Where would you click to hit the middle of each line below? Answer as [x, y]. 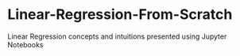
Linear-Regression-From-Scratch [120, 15]
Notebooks [25, 44]
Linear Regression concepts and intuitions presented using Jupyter [117, 36]
